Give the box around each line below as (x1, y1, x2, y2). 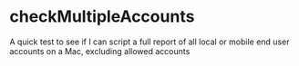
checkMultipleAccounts (9, 6, 195, 27)
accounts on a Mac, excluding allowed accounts (9, 45, 191, 56)
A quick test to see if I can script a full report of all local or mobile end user (9, 36, 290, 47)
